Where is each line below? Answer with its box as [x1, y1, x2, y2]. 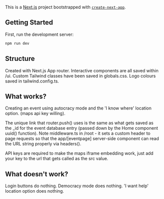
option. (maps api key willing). [5, 111, 66, 116]
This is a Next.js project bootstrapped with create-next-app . [5, 4, 126, 10]
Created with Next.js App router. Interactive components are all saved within [5, 67, 159, 73]
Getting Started [5, 18, 53, 27]
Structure [5, 55, 35, 63]
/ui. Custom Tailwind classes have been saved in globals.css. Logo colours [5, 73, 156, 79]
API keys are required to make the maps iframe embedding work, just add [5, 150, 154, 156]
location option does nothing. [5, 188, 65, 194]
